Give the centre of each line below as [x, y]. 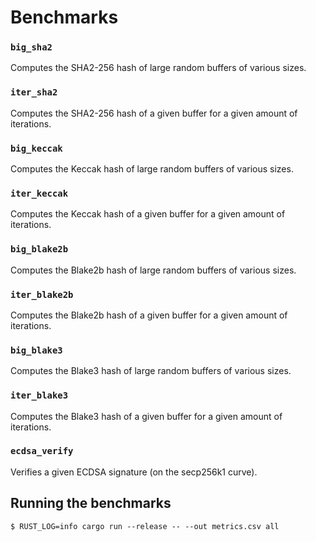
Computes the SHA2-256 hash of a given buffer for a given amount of [154, 113]
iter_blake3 [39, 395]
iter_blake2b [42, 294]
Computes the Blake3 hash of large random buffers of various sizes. [151, 371]
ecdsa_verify [42, 451]
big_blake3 [36, 350]
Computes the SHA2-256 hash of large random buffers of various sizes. [158, 68]
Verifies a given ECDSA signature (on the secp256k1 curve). [134, 472]
